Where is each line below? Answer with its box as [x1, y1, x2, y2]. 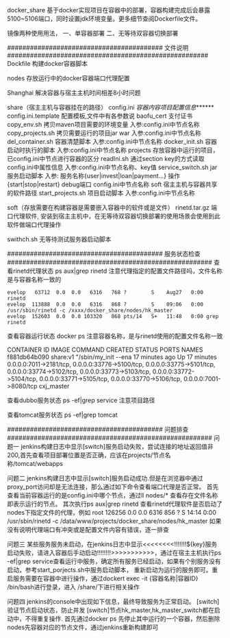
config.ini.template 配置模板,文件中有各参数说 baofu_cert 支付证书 [7, 112, 193, 120]
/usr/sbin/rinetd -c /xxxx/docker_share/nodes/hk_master [7, 307, 173, 314]
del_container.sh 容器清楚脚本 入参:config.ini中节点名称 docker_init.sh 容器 [7, 138, 218, 145]
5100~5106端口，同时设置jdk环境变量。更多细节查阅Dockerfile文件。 [7, 14, 202, 23]
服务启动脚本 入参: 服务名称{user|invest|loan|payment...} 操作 [7, 172, 180, 180]
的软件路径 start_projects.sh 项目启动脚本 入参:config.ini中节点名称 [7, 189, 195, 197]
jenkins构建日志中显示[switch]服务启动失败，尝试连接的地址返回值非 [20, 443, 214, 450]
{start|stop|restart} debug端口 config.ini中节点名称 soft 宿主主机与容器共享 [7, 180, 218, 188]
